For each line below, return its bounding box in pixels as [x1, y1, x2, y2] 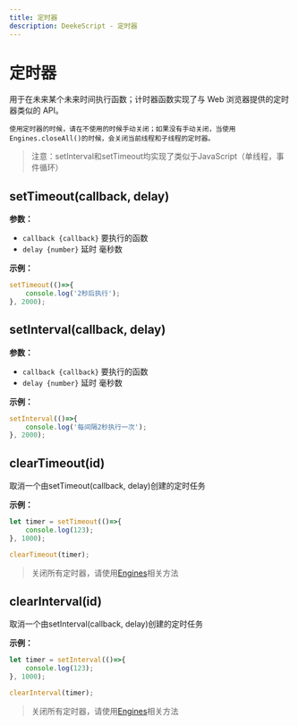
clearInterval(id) [9, 594, 103, 610]
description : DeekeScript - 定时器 [9, 21, 138, 30]
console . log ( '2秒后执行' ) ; [25, 289, 121, 298]
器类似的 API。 [9, 105, 64, 116]
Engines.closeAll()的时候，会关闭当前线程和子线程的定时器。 [9, 134, 215, 143]
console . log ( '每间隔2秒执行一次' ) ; [25, 422, 148, 431]
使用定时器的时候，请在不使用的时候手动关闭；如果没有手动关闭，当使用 [9, 124, 236, 134]
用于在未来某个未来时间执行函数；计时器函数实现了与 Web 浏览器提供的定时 [9, 94, 289, 105]
